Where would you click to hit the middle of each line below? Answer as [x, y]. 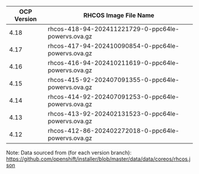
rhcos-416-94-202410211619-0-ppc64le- [113, 63]
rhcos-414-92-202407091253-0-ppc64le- [113, 97]
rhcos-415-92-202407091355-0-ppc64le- [113, 80]
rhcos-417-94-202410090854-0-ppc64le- [113, 46]
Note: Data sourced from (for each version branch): [69, 152]
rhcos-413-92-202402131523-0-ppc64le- [113, 114]
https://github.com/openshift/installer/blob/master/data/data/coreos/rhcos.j [98, 159]
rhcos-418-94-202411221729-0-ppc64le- [113, 29]
